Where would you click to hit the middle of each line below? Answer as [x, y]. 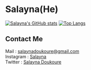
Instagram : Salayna [26, 56]
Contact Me [24, 39]
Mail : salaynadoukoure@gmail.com [42, 51]
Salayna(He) [32, 9]
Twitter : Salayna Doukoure [33, 62]
